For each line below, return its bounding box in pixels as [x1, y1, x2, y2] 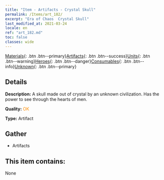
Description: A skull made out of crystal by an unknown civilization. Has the [5, 91, 160, 97]
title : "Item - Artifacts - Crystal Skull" [5, 7, 96, 12]
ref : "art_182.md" [5, 30, 43, 35]
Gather [5, 130, 27, 138]
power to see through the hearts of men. [5, 96, 87, 102]
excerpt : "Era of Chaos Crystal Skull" [5, 16, 90, 21]
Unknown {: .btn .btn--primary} [14, 63, 77, 69]
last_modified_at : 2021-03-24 [5, 21, 67, 26]
